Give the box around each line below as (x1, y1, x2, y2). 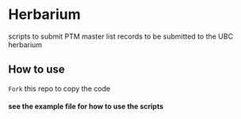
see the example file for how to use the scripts (8, 102, 164, 111)
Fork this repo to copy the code (8, 84, 111, 93)
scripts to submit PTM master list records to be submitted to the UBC (8, 32, 234, 41)
